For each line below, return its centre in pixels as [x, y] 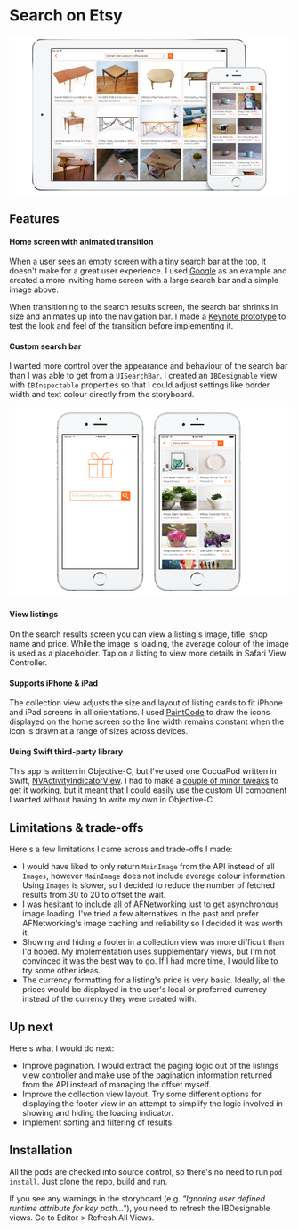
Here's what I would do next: [62, 1048]
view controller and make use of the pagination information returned [147, 1075]
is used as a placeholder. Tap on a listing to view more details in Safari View [148, 653]
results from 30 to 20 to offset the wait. [94, 895]
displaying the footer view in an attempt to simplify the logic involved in [152, 1104]
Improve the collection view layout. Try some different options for [142, 1094]
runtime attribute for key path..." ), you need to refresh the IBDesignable [140, 1208]
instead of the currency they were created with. [109, 999]
